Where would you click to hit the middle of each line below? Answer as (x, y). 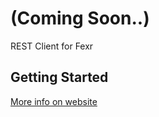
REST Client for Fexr (52, 46)
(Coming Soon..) (80, 18)
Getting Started (59, 77)
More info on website (54, 101)
